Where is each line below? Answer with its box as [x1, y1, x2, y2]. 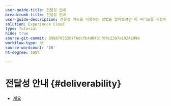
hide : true [5, 31, 28, 36]
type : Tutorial [5, 26, 38, 31]
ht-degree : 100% [5, 50, 40, 55]
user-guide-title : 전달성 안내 [5, 7, 66, 13]
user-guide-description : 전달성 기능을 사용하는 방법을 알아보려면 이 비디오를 [5, 17, 154, 22]
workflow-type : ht [5, 41, 44, 46]
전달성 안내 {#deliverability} [5, 78, 122, 89]
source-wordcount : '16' [5, 45, 56, 50]
